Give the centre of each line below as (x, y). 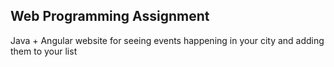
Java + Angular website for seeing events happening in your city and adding (167, 40)
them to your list (44, 51)
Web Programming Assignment (110, 16)
